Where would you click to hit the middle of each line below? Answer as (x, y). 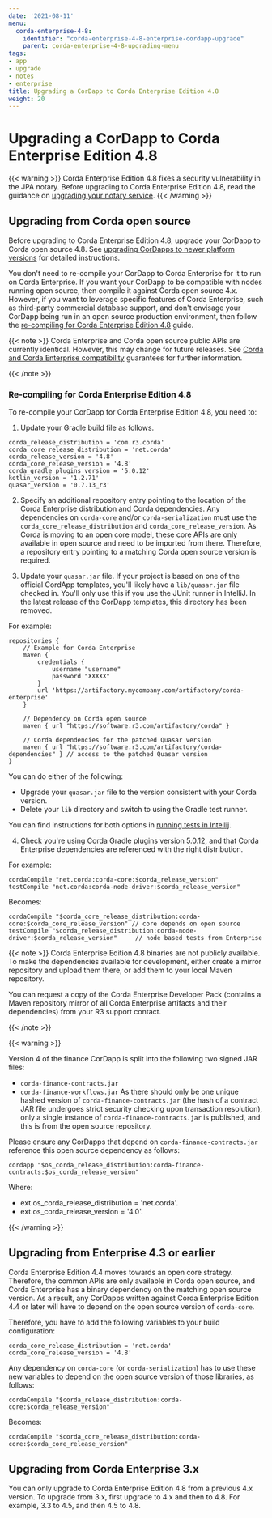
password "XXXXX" (81, 677)
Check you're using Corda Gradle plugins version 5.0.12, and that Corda (139, 841)
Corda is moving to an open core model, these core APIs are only (129, 534)
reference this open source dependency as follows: (94, 1150)
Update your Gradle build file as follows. (87, 428)
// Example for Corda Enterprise (79, 648)
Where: (21, 1188)
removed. (36, 610)
